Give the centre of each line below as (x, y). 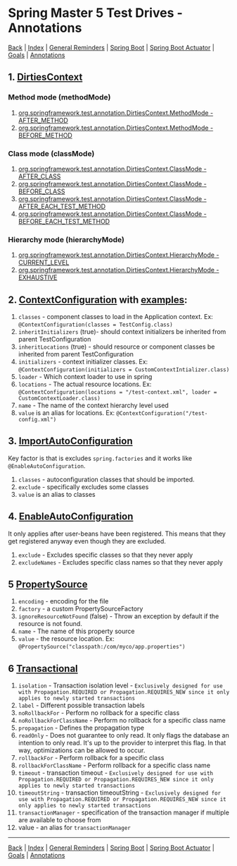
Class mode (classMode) (51, 153)
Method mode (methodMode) (59, 97)
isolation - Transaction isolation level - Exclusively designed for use (121, 685)
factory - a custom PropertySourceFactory (81, 609)
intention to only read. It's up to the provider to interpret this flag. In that (122, 743)
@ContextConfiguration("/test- (162, 414)
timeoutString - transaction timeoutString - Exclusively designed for (119, 793)
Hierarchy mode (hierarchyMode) (66, 239)
